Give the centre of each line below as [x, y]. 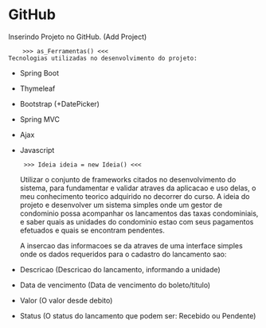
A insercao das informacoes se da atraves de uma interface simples [131, 245]
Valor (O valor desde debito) [66, 300]
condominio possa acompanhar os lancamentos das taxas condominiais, [139, 213]
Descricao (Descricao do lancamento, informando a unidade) [120, 269]
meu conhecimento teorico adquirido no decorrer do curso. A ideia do [135, 196]
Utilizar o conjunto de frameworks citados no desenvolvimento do [128, 179]
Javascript [37, 150]
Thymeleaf [37, 88]
